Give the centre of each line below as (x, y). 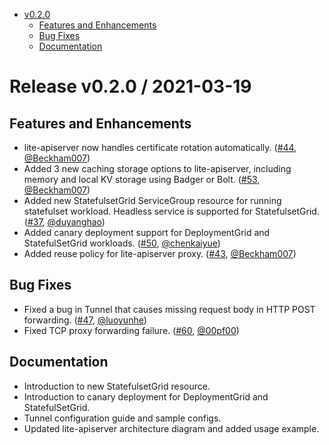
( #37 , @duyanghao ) (64, 222)
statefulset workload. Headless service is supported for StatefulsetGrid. (171, 211)
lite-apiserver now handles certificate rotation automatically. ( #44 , (160, 147)
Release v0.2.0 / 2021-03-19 (130, 86)
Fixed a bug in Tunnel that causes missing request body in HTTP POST (169, 309)
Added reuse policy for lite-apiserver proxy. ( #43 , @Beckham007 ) (160, 253)
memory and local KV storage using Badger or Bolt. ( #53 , (142, 179)
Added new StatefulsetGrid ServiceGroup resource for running (152, 200)
